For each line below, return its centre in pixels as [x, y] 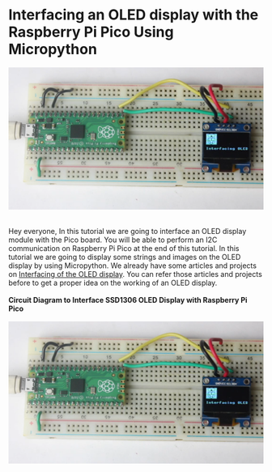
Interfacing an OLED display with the [134, 15]
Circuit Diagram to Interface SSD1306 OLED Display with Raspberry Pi [128, 300]
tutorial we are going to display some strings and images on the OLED [125, 257]
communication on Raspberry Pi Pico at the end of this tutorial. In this [124, 248]
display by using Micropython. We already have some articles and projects [133, 266]
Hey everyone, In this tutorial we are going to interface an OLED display [127, 231]
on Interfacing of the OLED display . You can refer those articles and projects [136, 274]
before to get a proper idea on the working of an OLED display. [113, 283]
